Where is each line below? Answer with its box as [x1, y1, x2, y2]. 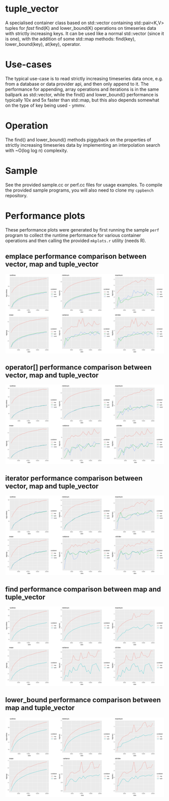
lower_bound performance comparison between [5, 696, 161, 704]
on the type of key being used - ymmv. [5, 102, 86, 108]
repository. [5, 192, 28, 198]
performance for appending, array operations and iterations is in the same [5, 86, 159, 92]
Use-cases [5, 59, 52, 71]
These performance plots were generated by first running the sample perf [5, 226, 159, 233]
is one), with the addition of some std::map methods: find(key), [5, 36, 136, 42]
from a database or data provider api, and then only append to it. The [5, 81, 149, 87]
